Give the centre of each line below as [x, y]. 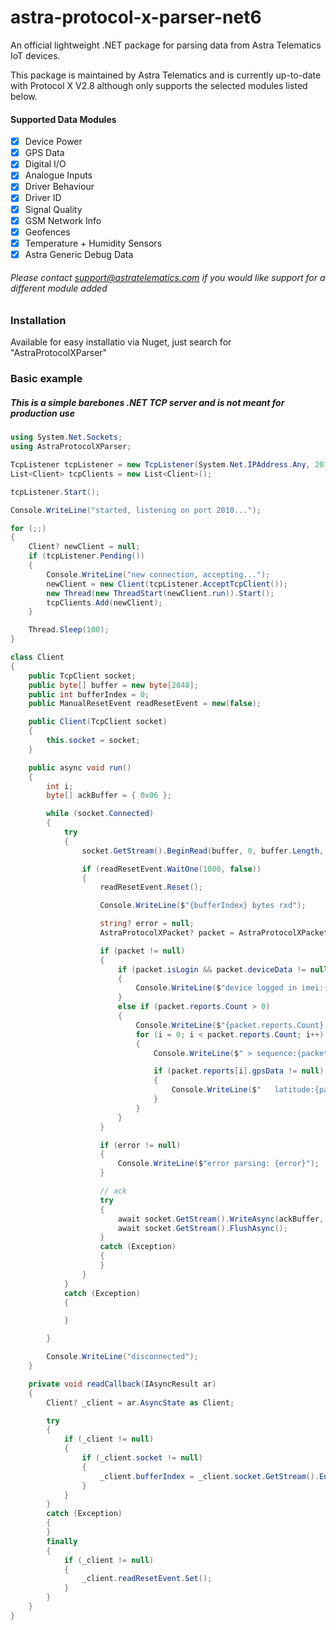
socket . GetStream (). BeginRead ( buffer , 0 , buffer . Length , [203, 851]
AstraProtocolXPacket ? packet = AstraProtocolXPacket [214, 933]
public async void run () [80, 767]
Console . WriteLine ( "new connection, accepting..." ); [158, 574]
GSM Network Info [63, 220]
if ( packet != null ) [142, 951]
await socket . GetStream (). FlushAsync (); [202, 1228]
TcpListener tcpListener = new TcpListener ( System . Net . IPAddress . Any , [160, 465]
